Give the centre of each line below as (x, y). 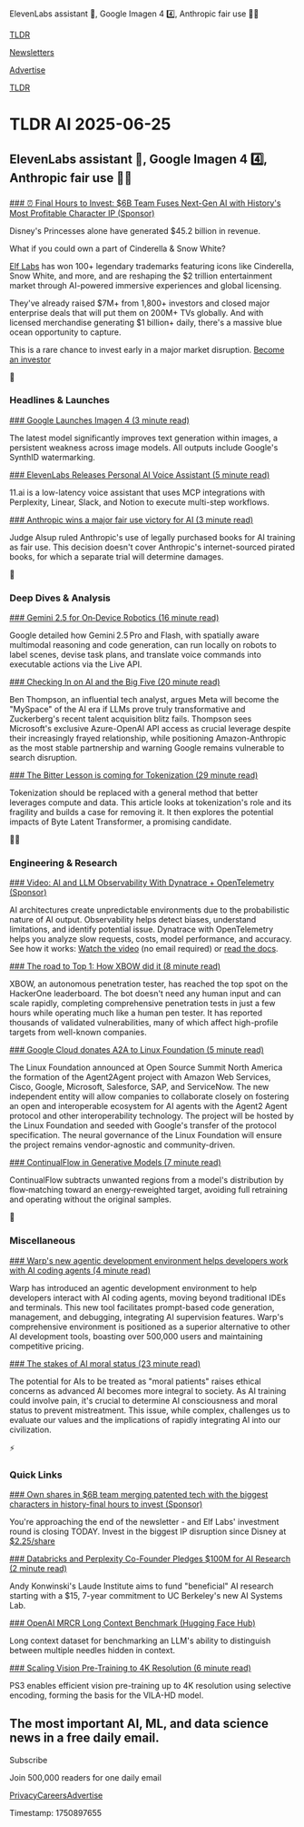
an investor (30, 359)
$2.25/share (33, 1540)
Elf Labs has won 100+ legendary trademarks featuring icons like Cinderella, (152, 266)
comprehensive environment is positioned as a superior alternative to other (150, 1327)
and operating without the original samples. (91, 1199)
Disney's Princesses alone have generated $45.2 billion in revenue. (135, 230)
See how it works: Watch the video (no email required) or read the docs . (144, 949)
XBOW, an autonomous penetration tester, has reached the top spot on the (149, 984)
